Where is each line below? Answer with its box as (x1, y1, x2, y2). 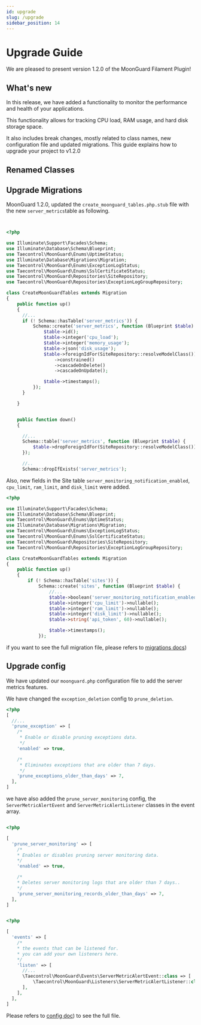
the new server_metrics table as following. (6, 207, 110, 214)
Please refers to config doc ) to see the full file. (6, 1012, 121, 1019)
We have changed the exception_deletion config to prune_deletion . (6, 695, 174, 702)
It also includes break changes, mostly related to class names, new (6, 135, 172, 142)
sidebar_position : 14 (6, 20, 60, 26)
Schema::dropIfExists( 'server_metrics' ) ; (22, 466, 127, 472)
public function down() (17, 417, 77, 423)
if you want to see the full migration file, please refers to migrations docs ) (6, 644, 187, 651)
